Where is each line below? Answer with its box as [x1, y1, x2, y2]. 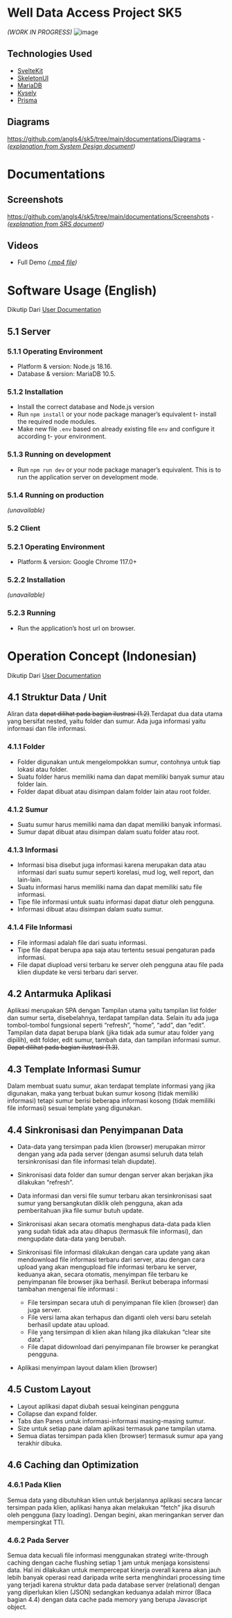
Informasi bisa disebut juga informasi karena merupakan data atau [17, 861, 206, 869]
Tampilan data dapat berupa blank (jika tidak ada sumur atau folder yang [7, 1028, 215, 1037]
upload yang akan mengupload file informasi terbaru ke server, [17, 1263, 197, 1271]
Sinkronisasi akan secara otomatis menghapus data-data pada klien [17, 1220, 211, 1228]
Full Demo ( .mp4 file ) [17, 258, 78, 267]
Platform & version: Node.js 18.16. [17, 363, 112, 370]
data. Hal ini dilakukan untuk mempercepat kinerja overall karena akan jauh [7, 1565, 222, 1574]
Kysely [17, 88, 37, 97]
